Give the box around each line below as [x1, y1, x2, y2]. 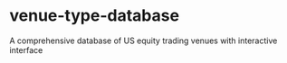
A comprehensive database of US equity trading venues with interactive [9, 35, 278, 46]
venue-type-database [9, 5, 179, 26]
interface [9, 44, 43, 55]
